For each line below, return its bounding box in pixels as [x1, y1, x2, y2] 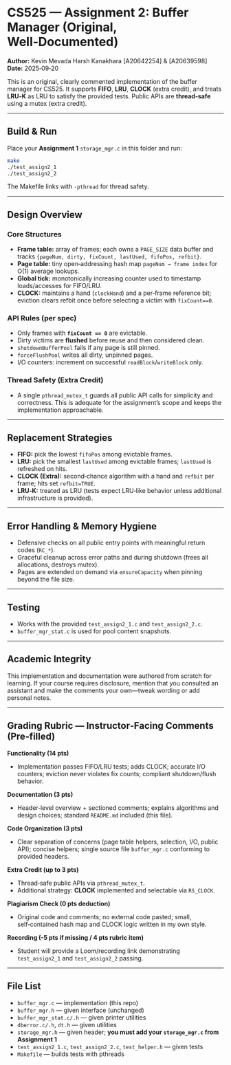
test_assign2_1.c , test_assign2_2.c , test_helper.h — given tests [16, 1042, 203, 1051]
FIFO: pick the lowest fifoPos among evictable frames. [16, 450, 173, 459]
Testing [7, 602, 41, 613]
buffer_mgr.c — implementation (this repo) [16, 998, 139, 1007]
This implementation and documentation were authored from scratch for [7, 672, 212, 680]
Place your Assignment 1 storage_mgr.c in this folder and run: [7, 144, 182, 152]
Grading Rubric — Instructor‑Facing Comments [7, 720, 214, 732]
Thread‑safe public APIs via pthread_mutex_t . [16, 879, 146, 887]
